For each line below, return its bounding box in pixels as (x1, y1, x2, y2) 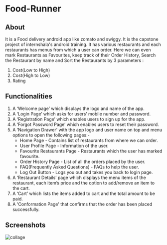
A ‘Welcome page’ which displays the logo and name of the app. (12, 105, 145, 111)
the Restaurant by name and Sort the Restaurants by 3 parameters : (5, 57, 144, 63)
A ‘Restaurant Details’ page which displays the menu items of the (12, 174, 146, 180)
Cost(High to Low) (12, 72, 50, 78)
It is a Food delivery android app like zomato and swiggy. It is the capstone (5, 36, 159, 42)
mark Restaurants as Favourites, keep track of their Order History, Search (5, 52, 156, 58)
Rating (12, 78, 26, 83)
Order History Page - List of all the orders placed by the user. (19, 158, 146, 164)
